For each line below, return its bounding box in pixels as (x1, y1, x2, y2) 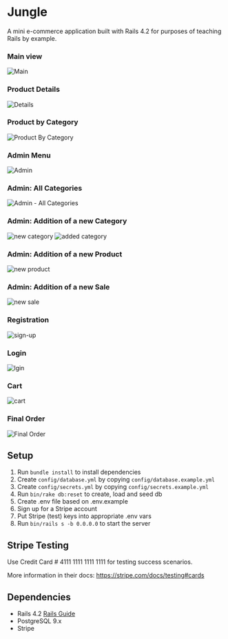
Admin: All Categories (7, 184, 83, 193)
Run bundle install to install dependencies (17, 468, 141, 477)
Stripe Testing (7, 540, 69, 551)
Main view (7, 51, 43, 61)
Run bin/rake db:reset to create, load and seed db (17, 490, 163, 498)
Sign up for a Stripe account (17, 505, 98, 513)
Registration (7, 315, 50, 325)
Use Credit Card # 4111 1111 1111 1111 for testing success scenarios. (7, 557, 193, 566)
